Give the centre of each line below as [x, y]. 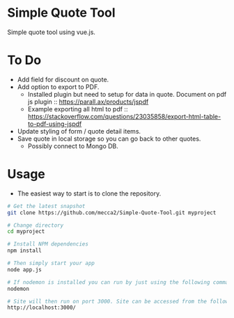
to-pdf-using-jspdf [55, 124]
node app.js [24, 269]
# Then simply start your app [51, 263]
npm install [24, 251]
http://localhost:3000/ [42, 308]
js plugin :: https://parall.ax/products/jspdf [88, 102]
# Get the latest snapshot [46, 206]
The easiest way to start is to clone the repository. [89, 193]
